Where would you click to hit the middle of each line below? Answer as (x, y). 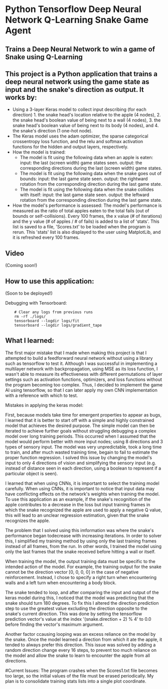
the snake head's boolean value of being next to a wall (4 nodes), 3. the (87, 120)
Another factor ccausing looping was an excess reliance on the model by (80, 634)
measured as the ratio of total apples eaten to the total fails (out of (81, 211)
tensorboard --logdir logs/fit (47, 321)
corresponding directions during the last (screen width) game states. (91, 168)
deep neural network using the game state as (77, 82)
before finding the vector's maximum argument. (54, 624)
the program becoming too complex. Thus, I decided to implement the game (84, 384)
